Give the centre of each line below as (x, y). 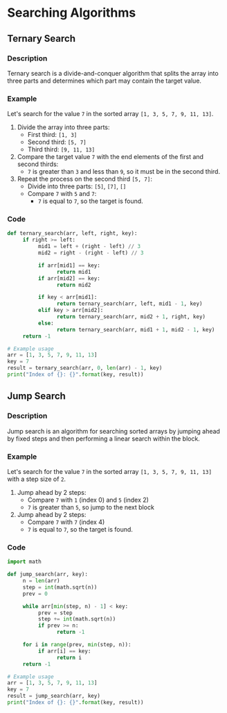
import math (24, 562)
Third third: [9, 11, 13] (61, 149)
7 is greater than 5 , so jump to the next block (91, 507)
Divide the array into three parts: (63, 127)
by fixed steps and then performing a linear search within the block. (104, 439)
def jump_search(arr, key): (48, 575)
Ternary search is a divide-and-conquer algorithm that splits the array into (113, 73)
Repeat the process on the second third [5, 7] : (84, 179)
